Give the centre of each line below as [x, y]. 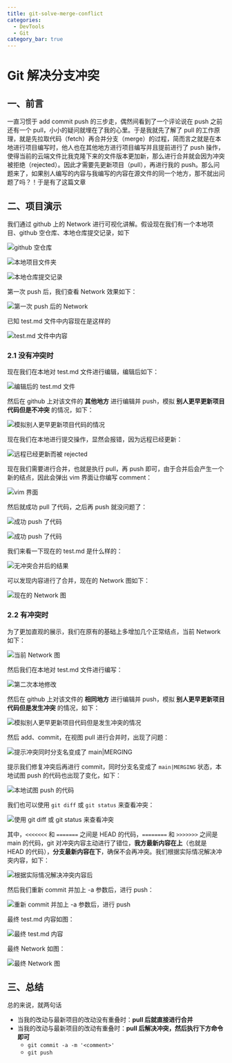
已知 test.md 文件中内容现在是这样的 [59, 321]
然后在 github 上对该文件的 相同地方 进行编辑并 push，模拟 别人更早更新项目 [116, 699]
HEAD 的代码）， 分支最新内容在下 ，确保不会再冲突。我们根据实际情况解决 [112, 851]
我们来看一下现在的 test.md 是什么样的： [65, 551]
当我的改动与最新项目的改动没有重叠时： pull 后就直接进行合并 [105, 1020]
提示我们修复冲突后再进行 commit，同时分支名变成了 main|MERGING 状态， [112, 766]
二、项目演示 [35, 206]
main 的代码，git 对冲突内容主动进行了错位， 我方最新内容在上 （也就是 [107, 843]
